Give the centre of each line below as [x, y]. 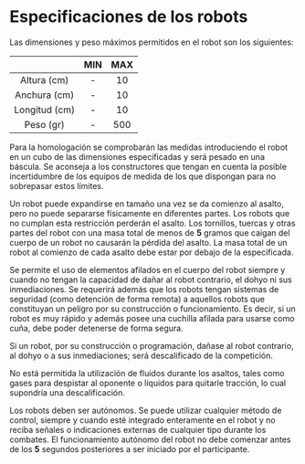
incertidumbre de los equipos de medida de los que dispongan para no [143, 176]
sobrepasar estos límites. [57, 185]
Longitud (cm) [45, 110]
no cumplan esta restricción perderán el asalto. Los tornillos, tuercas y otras [152, 223]
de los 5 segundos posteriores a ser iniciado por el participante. [130, 448]
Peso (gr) [45, 124]
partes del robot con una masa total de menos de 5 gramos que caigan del [150, 232]
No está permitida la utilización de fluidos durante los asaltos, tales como [147, 373]
